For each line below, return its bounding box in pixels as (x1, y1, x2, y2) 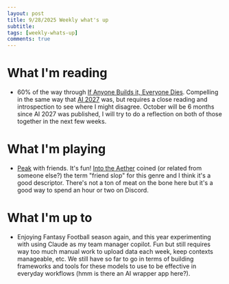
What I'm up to (7, 210, 93, 226)
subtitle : (7, 23, 36, 30)
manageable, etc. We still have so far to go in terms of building (16, 254, 194, 263)
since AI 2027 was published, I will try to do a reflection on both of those (16, 110, 223, 118)
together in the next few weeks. (16, 118, 107, 126)
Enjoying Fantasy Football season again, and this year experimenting (16, 232, 211, 241)
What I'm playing (7, 142, 106, 157)
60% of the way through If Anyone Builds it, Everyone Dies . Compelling (16, 88, 219, 96)
